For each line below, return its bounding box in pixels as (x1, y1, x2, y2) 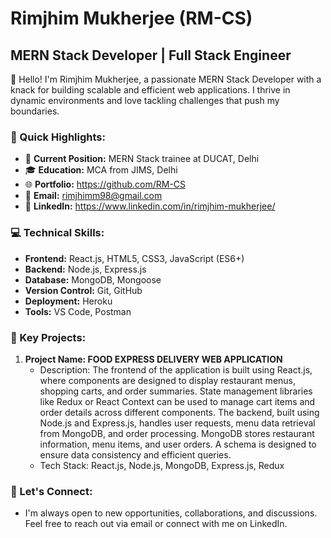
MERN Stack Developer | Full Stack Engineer (10, 47, 292, 64)
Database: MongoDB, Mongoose (24, 273, 162, 286)
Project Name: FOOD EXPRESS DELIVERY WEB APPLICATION (24, 353, 283, 365)
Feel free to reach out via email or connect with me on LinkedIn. (24, 518, 288, 530)
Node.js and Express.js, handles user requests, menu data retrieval (39, 417, 316, 429)
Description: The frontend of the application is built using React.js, (39, 363, 313, 376)
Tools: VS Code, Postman (24, 305, 132, 317)
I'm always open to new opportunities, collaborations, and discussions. (24, 507, 318, 519)
